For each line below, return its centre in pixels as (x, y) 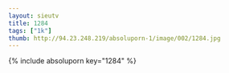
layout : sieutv (34, 16)
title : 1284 (28, 23)
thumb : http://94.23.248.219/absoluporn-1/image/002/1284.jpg (115, 38)
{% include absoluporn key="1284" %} (72, 61)
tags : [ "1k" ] (30, 30)
